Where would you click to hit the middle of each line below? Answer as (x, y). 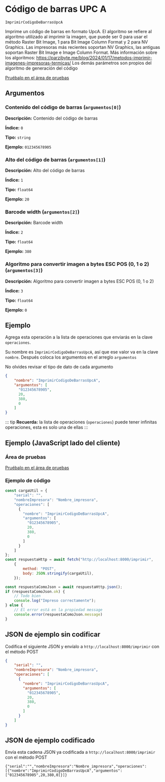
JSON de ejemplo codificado (50, 740)
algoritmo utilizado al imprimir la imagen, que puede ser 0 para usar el (76, 37)
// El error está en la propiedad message (58, 610)
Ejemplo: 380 (18, 251)
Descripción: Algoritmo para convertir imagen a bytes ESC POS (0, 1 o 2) (80, 281)
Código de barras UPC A (56, 9)
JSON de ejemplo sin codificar (53, 635)
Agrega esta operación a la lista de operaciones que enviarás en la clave (79, 337)
